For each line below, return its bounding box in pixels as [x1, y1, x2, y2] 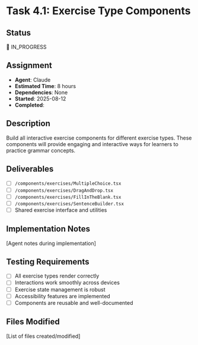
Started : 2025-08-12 [14, 95, 66, 102]
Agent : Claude [14, 76, 51, 83]
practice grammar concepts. [6, 147, 76, 154]
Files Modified [6, 317, 60, 327]
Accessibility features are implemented [14, 292, 111, 299]
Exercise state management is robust [14, 286, 106, 293]
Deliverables [6, 164, 54, 174]
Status [6, 28, 31, 38]
